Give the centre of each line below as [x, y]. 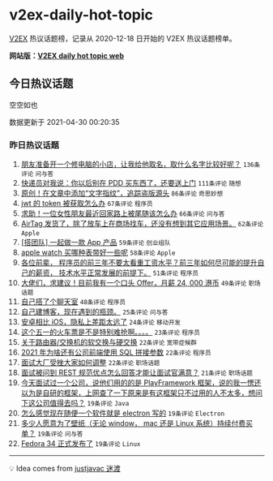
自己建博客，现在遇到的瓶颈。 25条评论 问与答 [94, 312]
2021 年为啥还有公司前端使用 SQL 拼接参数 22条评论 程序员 [116, 352]
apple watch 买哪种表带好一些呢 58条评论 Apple [98, 252]
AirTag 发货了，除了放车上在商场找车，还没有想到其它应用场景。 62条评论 [142, 224]
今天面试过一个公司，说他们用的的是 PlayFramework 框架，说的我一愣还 [141, 383]
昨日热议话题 [34, 145]
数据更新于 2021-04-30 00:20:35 [64, 122]
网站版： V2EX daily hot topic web [67, 55]
